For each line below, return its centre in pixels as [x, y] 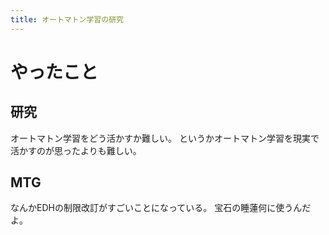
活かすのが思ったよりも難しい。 [76, 150]
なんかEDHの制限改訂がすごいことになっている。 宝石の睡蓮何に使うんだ [161, 208]
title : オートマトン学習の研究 [67, 19]
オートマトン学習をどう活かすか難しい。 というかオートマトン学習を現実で [165, 138]
